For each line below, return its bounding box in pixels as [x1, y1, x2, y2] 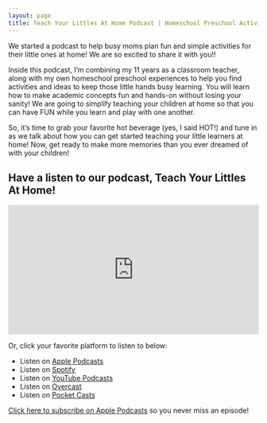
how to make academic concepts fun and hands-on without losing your [8, 90, 242, 100]
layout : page [8, 11, 52, 20]
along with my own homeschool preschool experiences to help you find [8, 73, 242, 83]
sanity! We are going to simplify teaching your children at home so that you [8, 99, 254, 108]
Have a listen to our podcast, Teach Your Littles [8, 170, 246, 184]
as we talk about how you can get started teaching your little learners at [8, 131, 244, 140]
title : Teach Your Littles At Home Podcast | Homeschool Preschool [8, 19, 237, 27]
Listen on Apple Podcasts [19, 356, 104, 366]
